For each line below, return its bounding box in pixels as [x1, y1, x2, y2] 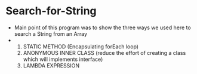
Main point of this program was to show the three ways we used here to [14, 24, 192, 31]
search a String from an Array [14, 30, 88, 37]
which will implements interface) [23, 55, 103, 63]
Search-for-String [5, 4, 97, 18]
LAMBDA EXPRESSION [23, 61, 80, 69]
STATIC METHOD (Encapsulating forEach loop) [23, 43, 138, 50]
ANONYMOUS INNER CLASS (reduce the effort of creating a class [23, 49, 186, 56]
